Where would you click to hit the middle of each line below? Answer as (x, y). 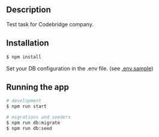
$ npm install (24, 57)
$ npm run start (26, 106)
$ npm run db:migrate (33, 123)
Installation (28, 43)
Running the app (37, 87)
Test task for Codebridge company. (50, 24)
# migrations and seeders (38, 117)
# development (24, 101)
